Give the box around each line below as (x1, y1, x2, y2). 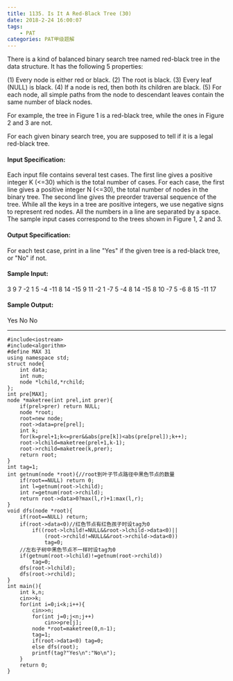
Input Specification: (7, 155, 66, 164)
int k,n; (19, 589, 45, 596)
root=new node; (19, 415, 64, 422)
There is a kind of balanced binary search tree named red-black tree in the (7, 55, 221, 63)
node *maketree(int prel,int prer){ (7, 397, 113, 404)
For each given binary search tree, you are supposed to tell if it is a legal (7, 132, 214, 141)
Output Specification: (7, 230, 71, 239)
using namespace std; (7, 354, 70, 361)
